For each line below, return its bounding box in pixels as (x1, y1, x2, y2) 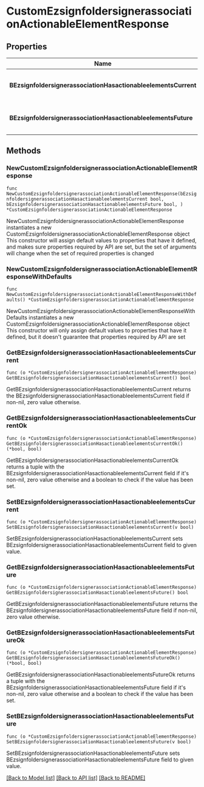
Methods (6, 146, 41, 156)
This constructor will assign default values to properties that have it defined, (6, 236, 197, 244)
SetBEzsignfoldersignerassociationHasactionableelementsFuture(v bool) (6, 738, 191, 745)
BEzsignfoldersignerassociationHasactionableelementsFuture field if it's (6, 684, 186, 691)
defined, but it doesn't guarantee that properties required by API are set (6, 333, 186, 340)
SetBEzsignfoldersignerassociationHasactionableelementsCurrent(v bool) (6, 524, 194, 530)
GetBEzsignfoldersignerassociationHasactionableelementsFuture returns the (6, 600, 198, 608)
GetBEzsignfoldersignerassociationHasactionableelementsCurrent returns (6, 386, 191, 393)
